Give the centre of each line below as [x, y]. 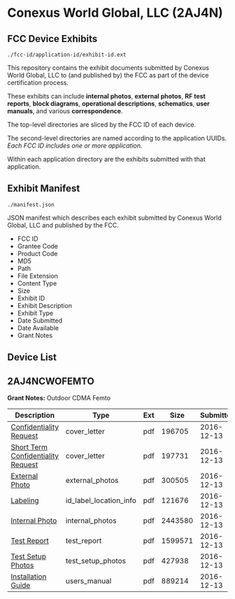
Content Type [37, 283]
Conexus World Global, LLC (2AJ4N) [115, 13]
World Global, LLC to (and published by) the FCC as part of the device [108, 75]
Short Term [29, 447]
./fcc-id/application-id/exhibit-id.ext [67, 55]
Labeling [25, 500]
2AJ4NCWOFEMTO [51, 381]
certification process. [38, 83]
